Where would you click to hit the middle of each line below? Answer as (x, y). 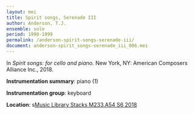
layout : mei (21, 12)
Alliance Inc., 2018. (30, 69)
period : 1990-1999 (29, 35)
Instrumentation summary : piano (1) (52, 81)
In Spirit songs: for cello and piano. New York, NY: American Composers (97, 63)
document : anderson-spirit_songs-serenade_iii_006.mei (77, 46)
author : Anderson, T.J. (36, 23)
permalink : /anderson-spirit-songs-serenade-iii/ (71, 40)
